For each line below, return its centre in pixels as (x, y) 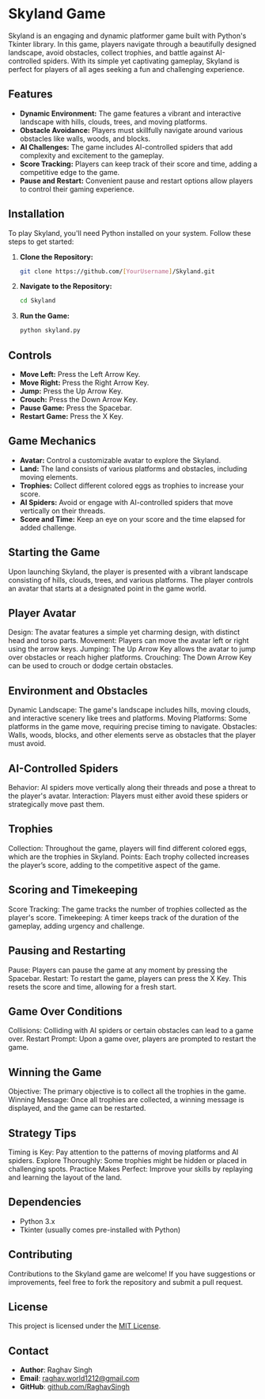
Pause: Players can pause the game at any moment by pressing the (118, 970)
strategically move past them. (57, 804)
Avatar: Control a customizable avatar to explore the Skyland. (120, 460)
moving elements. (49, 477)
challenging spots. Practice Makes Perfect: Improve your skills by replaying (131, 1169)
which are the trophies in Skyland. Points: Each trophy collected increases (129, 857)
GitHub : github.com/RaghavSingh (75, 1387)
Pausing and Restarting (67, 951)
